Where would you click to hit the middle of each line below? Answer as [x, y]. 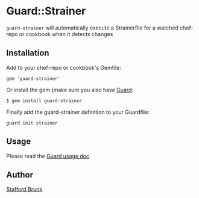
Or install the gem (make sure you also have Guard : [70, 90]
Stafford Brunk [24, 189]
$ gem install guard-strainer [44, 101]
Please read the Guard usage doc [48, 156]
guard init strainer [32, 123]
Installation [28, 53]
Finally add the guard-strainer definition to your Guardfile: [78, 112]
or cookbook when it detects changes [66, 34]
